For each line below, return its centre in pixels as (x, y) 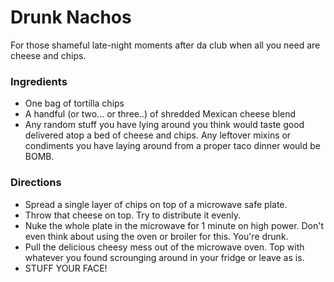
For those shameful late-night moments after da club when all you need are (165, 45)
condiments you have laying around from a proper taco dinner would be (172, 146)
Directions (36, 183)
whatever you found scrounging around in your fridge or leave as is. (164, 257)
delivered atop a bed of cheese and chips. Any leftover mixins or (158, 135)
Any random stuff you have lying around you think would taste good (164, 125)
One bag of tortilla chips (74, 103)
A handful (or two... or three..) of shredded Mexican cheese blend (160, 114)
